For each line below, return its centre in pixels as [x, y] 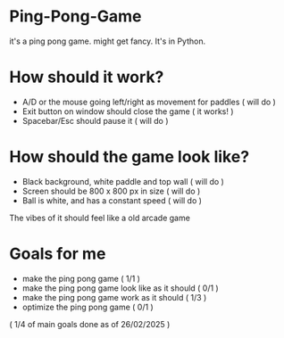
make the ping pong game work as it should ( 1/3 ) [114, 297]
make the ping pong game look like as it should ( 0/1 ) [120, 288]
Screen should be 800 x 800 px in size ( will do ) [111, 191]
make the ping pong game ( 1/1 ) [81, 278]
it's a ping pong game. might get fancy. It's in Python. [108, 41]
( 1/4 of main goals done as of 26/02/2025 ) [90, 324]
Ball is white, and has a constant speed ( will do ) [112, 200]
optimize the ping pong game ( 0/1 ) [88, 307]
